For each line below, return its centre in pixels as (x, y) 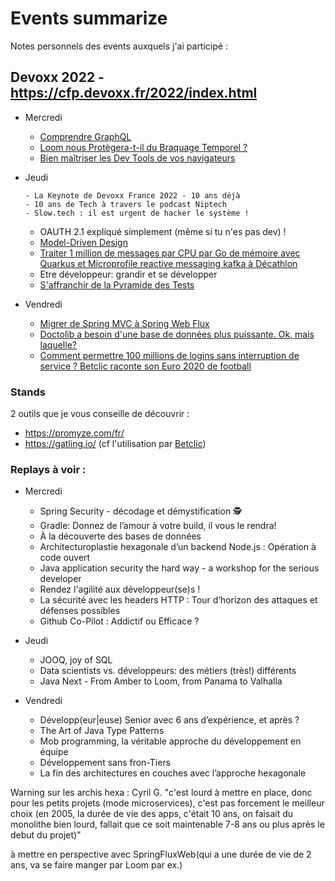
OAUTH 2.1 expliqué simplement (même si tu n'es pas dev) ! (163, 231)
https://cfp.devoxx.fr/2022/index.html (134, 93)
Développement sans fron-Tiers (105, 763)
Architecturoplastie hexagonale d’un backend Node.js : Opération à (178, 547)
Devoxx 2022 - (57, 77)
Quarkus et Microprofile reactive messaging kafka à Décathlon (168, 263)
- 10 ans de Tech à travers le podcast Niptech (125, 204)
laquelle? (58, 344)
